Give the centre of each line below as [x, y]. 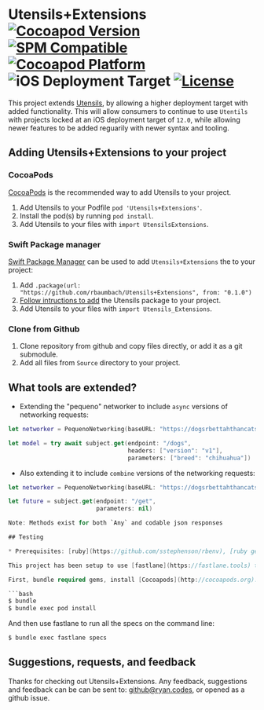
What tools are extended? [73, 388]
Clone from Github [44, 329]
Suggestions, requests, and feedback [102, 662]
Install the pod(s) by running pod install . [86, 216]
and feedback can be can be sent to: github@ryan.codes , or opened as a [126, 690]
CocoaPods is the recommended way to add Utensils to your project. [120, 192]
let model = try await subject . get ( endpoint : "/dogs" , [100, 443]
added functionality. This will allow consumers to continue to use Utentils [128, 111]
